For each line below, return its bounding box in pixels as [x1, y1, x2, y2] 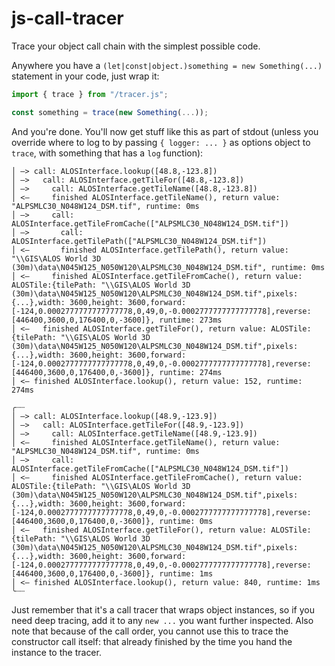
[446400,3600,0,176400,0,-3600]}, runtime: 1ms [11, 568, 214, 579]
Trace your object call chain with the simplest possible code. [11, 40, 261, 52]
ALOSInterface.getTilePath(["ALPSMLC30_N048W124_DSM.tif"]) [11, 236, 268, 246]
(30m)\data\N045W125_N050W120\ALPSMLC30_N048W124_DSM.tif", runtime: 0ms [11, 262, 326, 272]
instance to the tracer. [11, 646, 102, 658]
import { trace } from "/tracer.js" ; [11, 89, 169, 99]
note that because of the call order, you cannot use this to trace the [11, 625, 289, 637]
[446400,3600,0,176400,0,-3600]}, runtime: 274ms [11, 367, 223, 377]
